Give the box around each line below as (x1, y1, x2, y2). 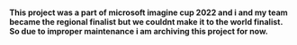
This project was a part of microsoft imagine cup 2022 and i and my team (9, 7, 288, 18)
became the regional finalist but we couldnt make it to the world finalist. (9, 16, 283, 26)
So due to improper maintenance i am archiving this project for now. (9, 26, 268, 36)
